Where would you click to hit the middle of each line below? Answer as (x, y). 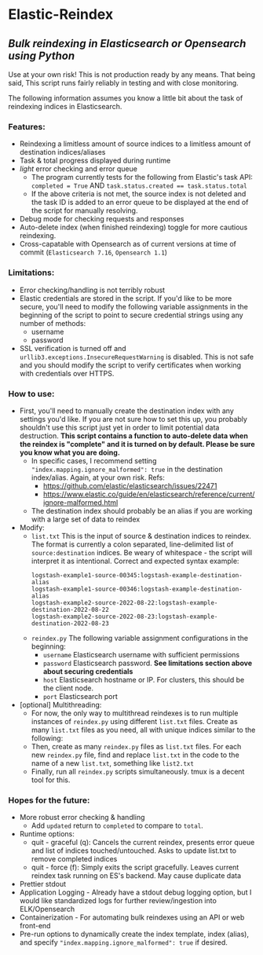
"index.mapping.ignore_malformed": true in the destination (127, 469)
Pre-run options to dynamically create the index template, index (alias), (134, 934)
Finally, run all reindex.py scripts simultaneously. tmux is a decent (138, 771)
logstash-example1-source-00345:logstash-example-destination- (137, 575)
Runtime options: (47, 834)
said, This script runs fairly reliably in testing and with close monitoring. (124, 83)
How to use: (31, 393)
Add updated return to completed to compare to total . (117, 825)
